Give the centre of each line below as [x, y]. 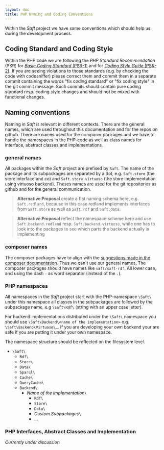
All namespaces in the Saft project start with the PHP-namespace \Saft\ [78, 297]
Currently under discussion [33, 442]
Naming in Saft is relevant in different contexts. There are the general [75, 124]
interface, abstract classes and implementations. [54, 145]
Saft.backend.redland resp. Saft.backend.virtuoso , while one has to [86, 224]
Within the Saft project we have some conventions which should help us [78, 28]
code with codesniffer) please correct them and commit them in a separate [81, 76]
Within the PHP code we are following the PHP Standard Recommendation [80, 61]
